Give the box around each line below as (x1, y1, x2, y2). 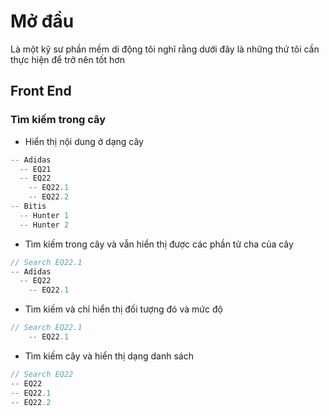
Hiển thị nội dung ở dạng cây (24, 135, 144, 147)
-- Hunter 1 (19, 210, 70, 220)
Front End (10, 83, 72, 100)
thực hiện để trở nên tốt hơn (10, 53, 125, 65)
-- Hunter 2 (19, 220, 70, 230)
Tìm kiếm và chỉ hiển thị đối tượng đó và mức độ (24, 303, 223, 315)
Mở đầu (10, 10, 75, 33)
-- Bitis (10, 201, 47, 211)
